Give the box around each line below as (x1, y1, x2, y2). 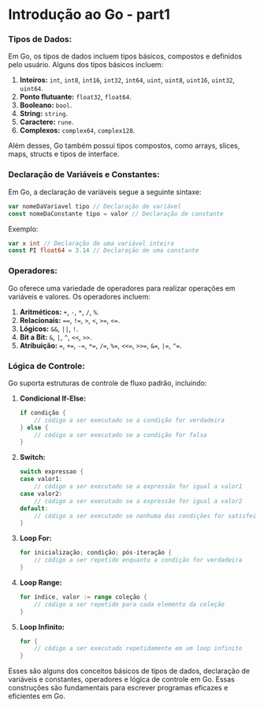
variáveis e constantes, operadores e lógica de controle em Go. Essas (8, 675, 235, 684)
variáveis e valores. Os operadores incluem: (8, 291, 151, 301)
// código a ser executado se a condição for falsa (34, 431, 207, 439)
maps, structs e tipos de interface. (8, 149, 120, 159)
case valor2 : (19, 490, 63, 498)
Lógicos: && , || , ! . (19, 324, 79, 333)
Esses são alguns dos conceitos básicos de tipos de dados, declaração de (8, 666, 251, 676)
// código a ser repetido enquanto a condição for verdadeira (34, 556, 243, 564)
